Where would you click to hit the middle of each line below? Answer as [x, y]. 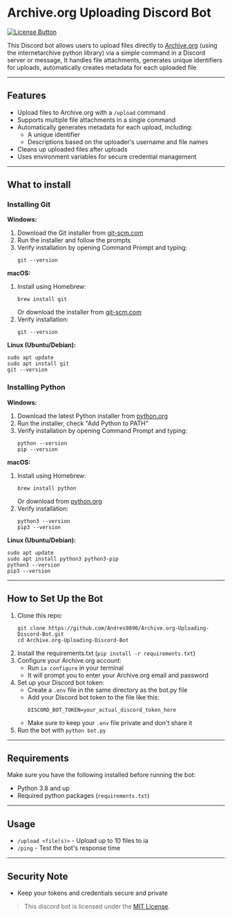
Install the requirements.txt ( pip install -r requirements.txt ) [106, 653]
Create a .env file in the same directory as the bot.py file [107, 690]
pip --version [37, 449]
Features [27, 96]
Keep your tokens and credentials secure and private [92, 893]
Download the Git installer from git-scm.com [80, 233]
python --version [42, 443]
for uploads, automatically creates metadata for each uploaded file [102, 67]
